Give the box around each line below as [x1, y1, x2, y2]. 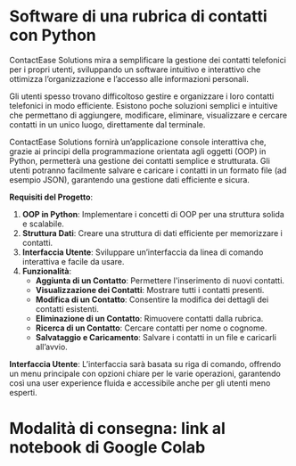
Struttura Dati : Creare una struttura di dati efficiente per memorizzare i [21, 227, 284, 238]
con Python [9, 25, 96, 45]
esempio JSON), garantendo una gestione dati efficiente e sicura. [9, 174, 250, 184]
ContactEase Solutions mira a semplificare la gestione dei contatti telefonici [9, 54, 287, 65]
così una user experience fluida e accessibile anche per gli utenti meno [9, 377, 271, 388]
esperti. [9, 387, 37, 397]
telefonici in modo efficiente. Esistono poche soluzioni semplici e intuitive [9, 100, 278, 110]
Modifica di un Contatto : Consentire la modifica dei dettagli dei [35, 294, 269, 305]
